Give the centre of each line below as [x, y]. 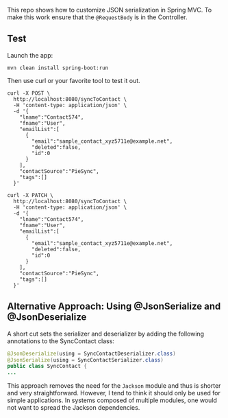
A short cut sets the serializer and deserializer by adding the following [105, 334]
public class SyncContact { [47, 367]
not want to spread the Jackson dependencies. [74, 408]
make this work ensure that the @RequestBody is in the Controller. [97, 17]
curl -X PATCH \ [30, 195]
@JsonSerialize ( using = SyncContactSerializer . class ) [86, 360]
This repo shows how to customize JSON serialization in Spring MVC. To [110, 10]
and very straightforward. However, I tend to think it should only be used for [114, 393]
